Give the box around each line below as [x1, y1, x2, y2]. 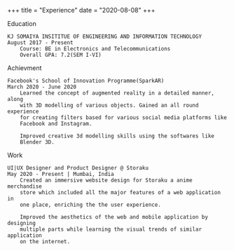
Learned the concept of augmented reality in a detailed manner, [20, 90, 215, 97]
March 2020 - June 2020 [7, 83, 77, 90]
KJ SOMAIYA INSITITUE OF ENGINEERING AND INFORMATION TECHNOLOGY [7, 33, 202, 40]
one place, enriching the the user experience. [20, 201, 161, 208]
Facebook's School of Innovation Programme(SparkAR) [7, 77, 165, 84]
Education [7, 20, 36, 27]
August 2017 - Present [7, 39, 74, 46]
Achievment [7, 64, 42, 72]
